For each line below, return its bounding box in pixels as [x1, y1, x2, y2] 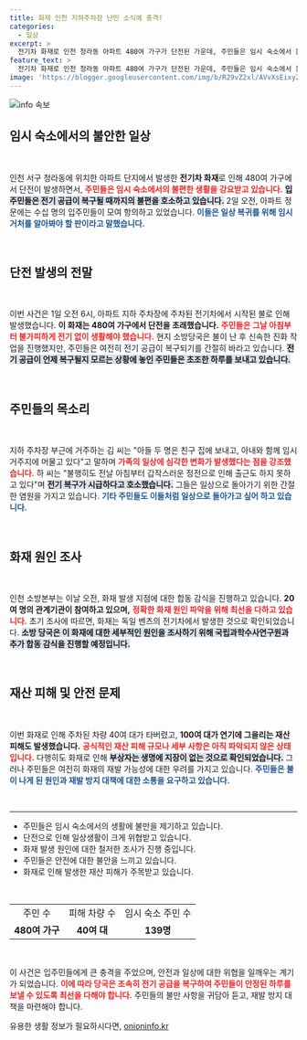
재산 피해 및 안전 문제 [9, 685, 121, 701]
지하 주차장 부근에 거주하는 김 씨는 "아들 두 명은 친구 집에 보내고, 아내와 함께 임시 [9, 445, 298, 456]
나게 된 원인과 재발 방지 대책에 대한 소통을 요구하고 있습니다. [18, 774, 230, 786]
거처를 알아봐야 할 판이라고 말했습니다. [9, 218, 145, 228]
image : [9, 73, 35, 82]
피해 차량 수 [68, 907, 116, 919]
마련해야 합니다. [26, 1001, 83, 1012]
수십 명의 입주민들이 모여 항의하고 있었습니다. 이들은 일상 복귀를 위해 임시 [33, 207, 293, 218]
